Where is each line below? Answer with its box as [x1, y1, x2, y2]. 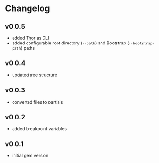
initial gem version [12, 153, 49, 159]
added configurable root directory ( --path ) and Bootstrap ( [12, 40, 129, 46]
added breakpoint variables [12, 126, 67, 132]
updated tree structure [12, 72, 57, 78]
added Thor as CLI [12, 35, 49, 41]
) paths [21, 45, 35, 51]
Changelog [5, 3, 50, 14]
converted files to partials [12, 99, 63, 104]
